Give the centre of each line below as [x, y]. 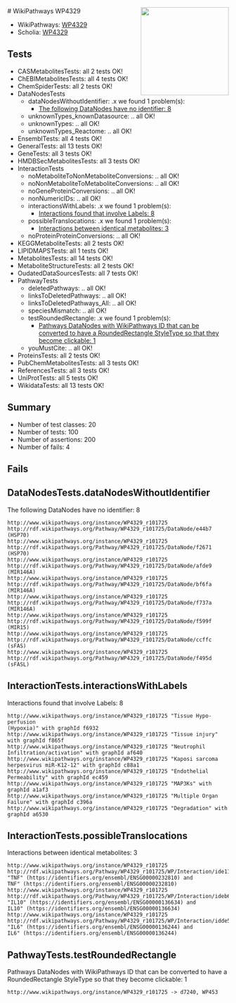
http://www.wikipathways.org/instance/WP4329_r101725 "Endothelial [108, 771]
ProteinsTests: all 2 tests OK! [59, 355]
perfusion [22, 722]
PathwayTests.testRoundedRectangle [92, 955]
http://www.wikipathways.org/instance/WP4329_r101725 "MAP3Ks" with [110, 783]
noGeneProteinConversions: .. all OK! [81, 191]
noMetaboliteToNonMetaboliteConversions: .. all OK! [104, 176]
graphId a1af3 [28, 790]
